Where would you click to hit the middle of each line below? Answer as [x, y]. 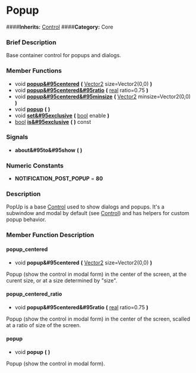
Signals [17, 137]
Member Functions [34, 71]
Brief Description [31, 42]
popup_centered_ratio [34, 294]
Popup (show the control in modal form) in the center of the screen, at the [97, 274]
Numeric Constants [35, 166]
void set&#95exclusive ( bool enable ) [62, 115]
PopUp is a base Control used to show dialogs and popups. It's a [85, 207]
